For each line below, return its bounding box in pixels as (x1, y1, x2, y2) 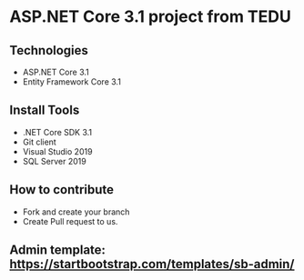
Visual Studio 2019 (22, 145, 93, 156)
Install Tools (9, 103, 80, 118)
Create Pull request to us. (22, 215, 118, 226)
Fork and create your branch (22, 206, 130, 217)
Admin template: (9, 243, 106, 258)
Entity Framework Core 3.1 (22, 76, 121, 87)
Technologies (9, 43, 89, 58)
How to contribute (9, 182, 115, 197)
